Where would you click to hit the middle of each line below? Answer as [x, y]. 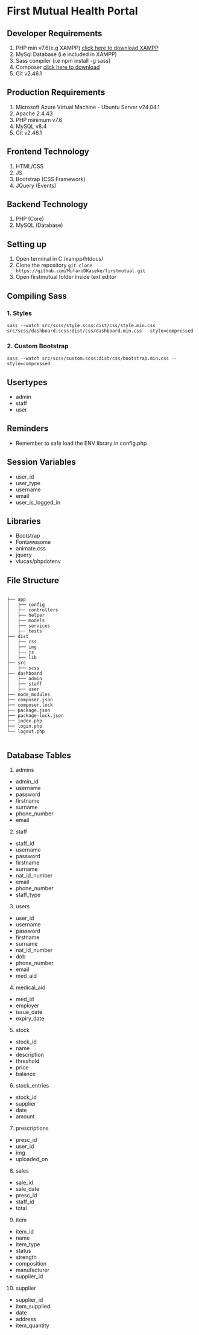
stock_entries [32, 1086]
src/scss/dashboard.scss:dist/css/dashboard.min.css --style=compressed [100, 331]
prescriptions [32, 1128]
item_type [28, 1244]
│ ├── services [29, 626]
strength [26, 1257]
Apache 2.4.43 [34, 113]
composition [31, 1264]
